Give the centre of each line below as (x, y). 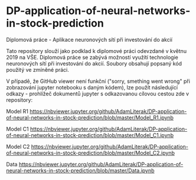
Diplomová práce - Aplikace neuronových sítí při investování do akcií (89, 39)
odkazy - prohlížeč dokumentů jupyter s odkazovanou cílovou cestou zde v (98, 94)
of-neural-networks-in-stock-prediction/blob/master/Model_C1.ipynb (90, 135)
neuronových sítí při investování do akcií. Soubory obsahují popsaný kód (94, 64)
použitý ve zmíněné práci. (38, 69)
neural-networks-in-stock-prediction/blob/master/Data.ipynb (80, 170)
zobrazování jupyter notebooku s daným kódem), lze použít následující (92, 87)
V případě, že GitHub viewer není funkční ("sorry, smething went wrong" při (98, 81)
